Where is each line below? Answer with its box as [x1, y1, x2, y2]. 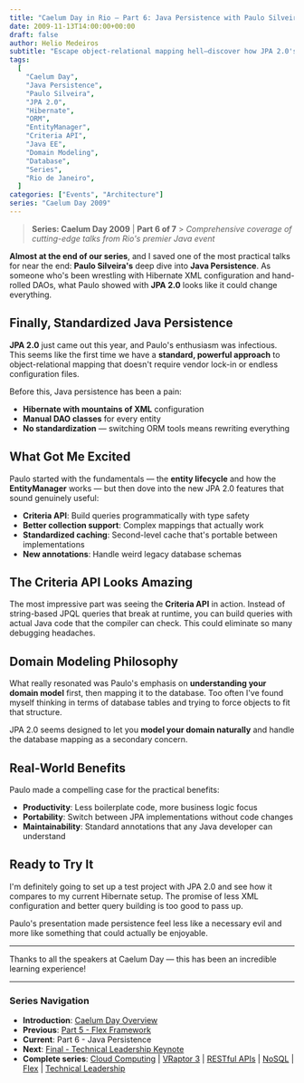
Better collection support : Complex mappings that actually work [22, 519, 264, 530]
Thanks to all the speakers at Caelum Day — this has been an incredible [9, 953, 278, 964]
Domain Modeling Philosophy [9, 653, 179, 669]
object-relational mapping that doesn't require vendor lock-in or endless [9, 359, 279, 370]
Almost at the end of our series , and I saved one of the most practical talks [9, 250, 291, 261]
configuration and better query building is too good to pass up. [9, 900, 243, 911]
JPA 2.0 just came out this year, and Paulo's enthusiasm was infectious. [9, 339, 278, 350]
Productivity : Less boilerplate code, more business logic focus [22, 801, 258, 812]
